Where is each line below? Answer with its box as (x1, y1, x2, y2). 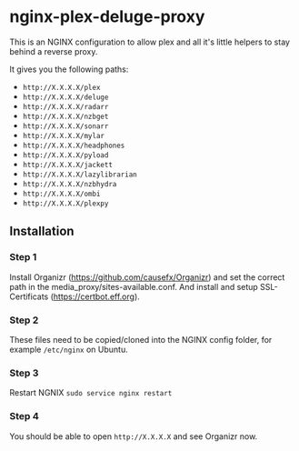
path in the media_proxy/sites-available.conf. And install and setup (9, 281, 259, 292)
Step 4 (9, 410, 39, 423)
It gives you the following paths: (9, 64, 129, 75)
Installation (9, 224, 75, 239)
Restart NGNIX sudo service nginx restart (9, 387, 173, 398)
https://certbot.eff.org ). (53, 291, 141, 302)
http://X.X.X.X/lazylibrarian (22, 170, 138, 179)
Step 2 (9, 314, 39, 326)
